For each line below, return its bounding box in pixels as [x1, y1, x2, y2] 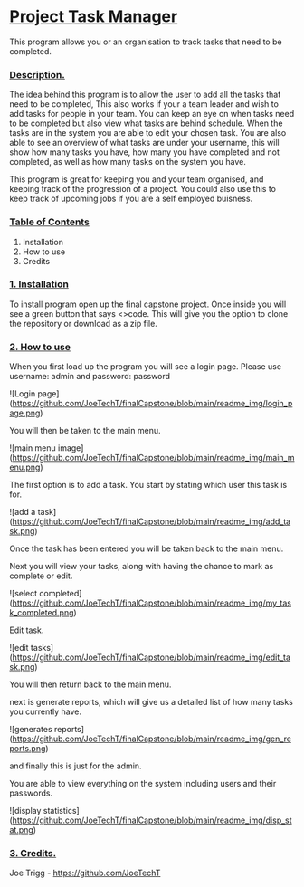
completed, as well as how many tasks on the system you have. [9, 157, 247, 167]
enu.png [9, 462, 41, 472]
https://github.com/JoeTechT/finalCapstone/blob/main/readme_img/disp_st [12, 815, 292, 825]
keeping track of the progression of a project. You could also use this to [9, 184, 277, 195]
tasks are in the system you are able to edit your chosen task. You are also [9, 128, 287, 138]
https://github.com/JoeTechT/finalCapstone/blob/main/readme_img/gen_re [12, 733, 292, 744]
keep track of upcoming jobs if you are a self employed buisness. [9, 193, 253, 205]
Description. [9, 68, 65, 81]
